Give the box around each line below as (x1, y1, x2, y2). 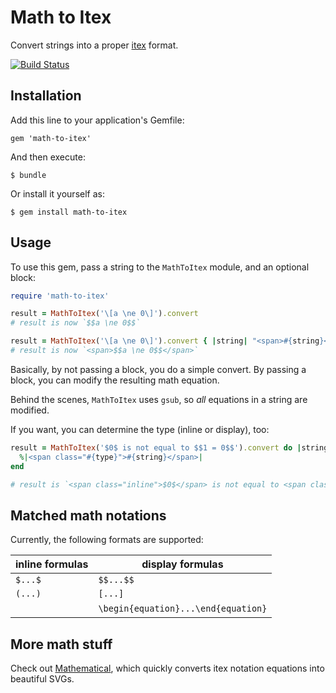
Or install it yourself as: (10, 187, 105, 200)
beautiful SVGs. (10, 673, 75, 685)
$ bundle (10, 170, 47, 180)
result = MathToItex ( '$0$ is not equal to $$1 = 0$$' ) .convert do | (10, 442, 302, 453)
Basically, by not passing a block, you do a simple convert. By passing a (10, 363, 307, 375)
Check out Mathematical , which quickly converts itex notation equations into (10, 662, 325, 675)
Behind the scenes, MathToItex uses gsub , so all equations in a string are (10, 393, 308, 405)
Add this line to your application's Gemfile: (10, 114, 185, 126)
